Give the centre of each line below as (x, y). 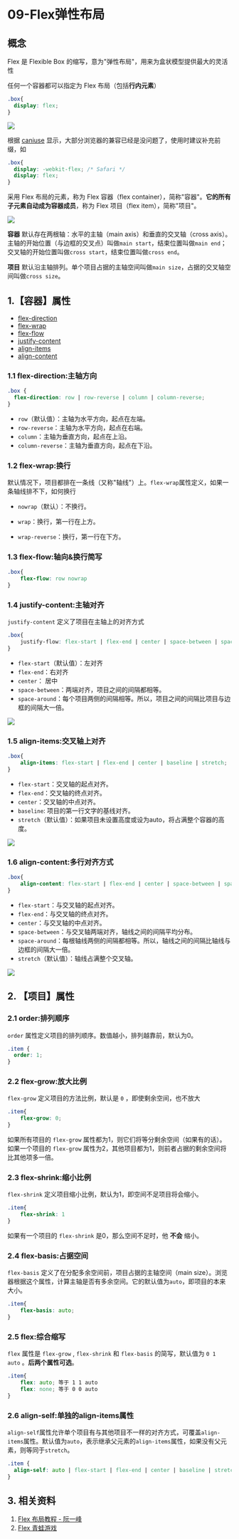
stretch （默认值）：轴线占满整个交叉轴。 (77, 958)
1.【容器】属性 (39, 301)
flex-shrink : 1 (43, 1214)
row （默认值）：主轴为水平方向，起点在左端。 (83, 419)
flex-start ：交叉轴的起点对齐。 (65, 784)
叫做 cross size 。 (39, 276)
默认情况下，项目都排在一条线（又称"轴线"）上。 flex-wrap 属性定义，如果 (115, 483)
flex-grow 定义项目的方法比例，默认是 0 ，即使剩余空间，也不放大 (104, 1098)
